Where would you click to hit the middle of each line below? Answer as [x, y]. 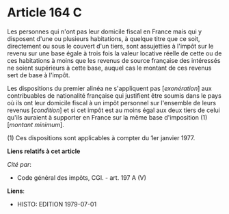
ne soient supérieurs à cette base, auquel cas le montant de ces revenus [109, 68]
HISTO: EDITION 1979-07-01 [57, 204]
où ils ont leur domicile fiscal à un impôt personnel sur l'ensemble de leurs [112, 103]
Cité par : [19, 164]
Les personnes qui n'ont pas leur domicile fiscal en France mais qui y [105, 31]
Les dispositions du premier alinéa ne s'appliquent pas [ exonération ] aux [109, 88]
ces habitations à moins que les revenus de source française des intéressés [114, 60]
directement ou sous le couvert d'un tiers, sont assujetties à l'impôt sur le [110, 46]
